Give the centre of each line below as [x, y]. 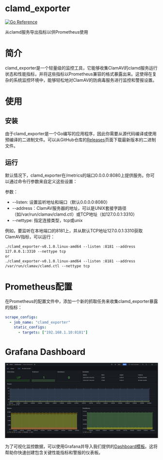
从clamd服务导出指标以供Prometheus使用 [47, 32]
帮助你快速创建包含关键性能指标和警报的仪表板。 [54, 452]
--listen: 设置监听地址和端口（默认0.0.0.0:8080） [61, 202]
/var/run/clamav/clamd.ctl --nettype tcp [48, 266]
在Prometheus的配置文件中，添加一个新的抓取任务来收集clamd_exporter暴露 [81, 301]
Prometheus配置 [39, 286]
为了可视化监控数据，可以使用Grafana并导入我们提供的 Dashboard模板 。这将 [81, 446]
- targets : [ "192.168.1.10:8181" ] [53, 332]
